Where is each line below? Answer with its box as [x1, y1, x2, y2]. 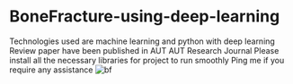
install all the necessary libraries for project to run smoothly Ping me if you [9, 55, 285, 65]
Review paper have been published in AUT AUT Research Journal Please [9, 45, 280, 55]
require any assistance [9, 64, 93, 75]
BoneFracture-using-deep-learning [9, 6, 280, 27]
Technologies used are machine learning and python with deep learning [9, 36, 276, 46]
